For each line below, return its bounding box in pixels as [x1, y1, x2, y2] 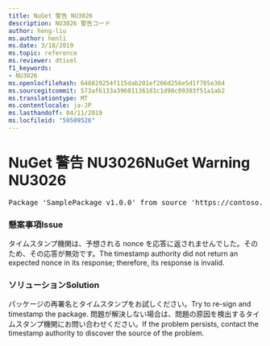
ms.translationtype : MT [8, 94, 89, 102]
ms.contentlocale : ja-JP [8, 101, 92, 109]
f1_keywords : [8, 64, 52, 72]
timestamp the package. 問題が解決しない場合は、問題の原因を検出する [8, 309, 246, 319]
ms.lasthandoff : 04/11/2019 [8, 109, 103, 117]
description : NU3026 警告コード [8, 19, 111, 27]
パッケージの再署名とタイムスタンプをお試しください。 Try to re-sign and [8, 299, 251, 309]
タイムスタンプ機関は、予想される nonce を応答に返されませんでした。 [8, 239, 244, 249]
